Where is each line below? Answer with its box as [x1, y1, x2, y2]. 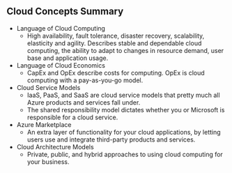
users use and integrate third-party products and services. [26, 135, 196, 144]
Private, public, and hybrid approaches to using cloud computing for [26, 150, 224, 158]
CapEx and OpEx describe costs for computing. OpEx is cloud [26, 68, 205, 77]
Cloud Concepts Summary [6, 6, 124, 17]
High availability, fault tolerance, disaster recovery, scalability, [26, 31, 205, 40]
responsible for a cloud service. [26, 113, 118, 121]
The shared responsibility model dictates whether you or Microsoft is [26, 105, 225, 114]
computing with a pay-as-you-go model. [26, 76, 144, 84]
